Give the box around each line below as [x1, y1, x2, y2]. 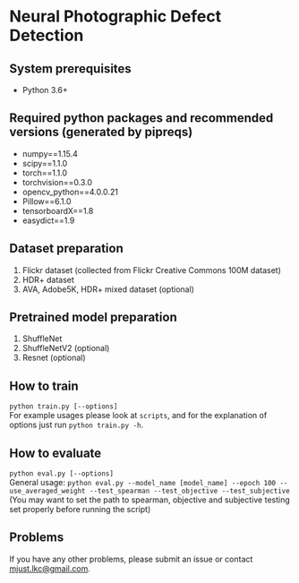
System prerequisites [9, 61, 132, 76]
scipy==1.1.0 [21, 158, 68, 168]
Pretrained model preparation [9, 310, 177, 325]
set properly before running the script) [9, 504, 151, 515]
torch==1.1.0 [21, 167, 68, 178]
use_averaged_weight [9, 486, 87, 496]
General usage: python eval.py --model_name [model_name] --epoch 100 [9, 477, 277, 488]
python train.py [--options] [9, 402, 118, 411]
